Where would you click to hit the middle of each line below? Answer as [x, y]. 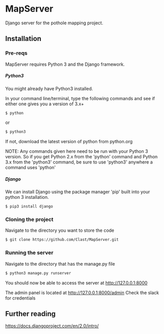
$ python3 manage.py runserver [38, 273]
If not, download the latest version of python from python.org [69, 142]
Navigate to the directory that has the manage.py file [60, 264]
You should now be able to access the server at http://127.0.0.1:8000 [76, 283]
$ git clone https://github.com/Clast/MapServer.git [62, 240]
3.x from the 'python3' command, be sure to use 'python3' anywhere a [79, 162]
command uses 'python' [31, 168]
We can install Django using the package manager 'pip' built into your [78, 192]
